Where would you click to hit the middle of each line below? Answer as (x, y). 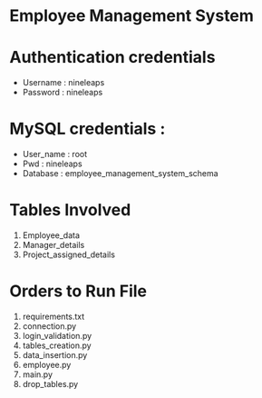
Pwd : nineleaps (53, 164)
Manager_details (53, 245)
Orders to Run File (78, 291)
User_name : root (55, 154)
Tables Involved (70, 210)
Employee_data (51, 235)
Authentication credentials (112, 58)
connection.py (49, 326)
